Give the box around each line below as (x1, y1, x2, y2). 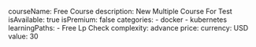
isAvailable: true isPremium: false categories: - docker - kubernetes (8, 15, 227, 24)
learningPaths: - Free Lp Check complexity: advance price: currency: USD (8, 23, 249, 32)
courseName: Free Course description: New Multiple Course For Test (8, 7, 232, 16)
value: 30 (8, 31, 39, 41)
